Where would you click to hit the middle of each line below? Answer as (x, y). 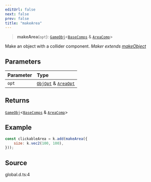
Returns (17, 101)
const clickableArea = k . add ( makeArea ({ (46, 139)
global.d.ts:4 (17, 175)
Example (18, 127)
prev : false (17, 18)
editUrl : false (20, 9)
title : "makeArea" (23, 23)
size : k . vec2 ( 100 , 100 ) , (39, 143)
